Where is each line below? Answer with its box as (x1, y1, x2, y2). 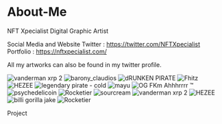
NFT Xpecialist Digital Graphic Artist (7, 27, 109, 35)
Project (7, 109, 27, 117)
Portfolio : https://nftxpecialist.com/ (7, 47, 108, 55)
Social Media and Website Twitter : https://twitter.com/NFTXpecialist (7, 40, 201, 48)
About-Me (7, 4, 67, 20)
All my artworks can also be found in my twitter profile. (7, 60, 162, 69)
